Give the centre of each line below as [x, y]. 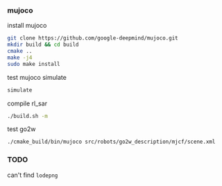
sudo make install [34, 64]
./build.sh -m [28, 116]
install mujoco [27, 26]
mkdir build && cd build [43, 45]
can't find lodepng [33, 175]
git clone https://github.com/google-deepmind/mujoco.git [93, 38]
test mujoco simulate [37, 77]
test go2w [22, 129]
